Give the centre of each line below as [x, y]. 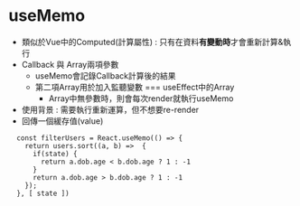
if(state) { [55, 154]
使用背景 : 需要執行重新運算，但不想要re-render [110, 109]
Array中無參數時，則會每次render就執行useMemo [141, 98]
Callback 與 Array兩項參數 [70, 64]
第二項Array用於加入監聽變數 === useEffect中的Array [135, 87]
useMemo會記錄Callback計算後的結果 [106, 75]
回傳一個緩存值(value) [62, 121]
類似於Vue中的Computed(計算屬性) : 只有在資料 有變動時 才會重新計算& [152, 42]
